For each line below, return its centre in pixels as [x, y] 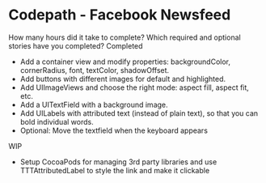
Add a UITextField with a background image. [94, 104]
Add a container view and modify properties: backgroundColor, [125, 62]
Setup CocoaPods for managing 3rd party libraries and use [118, 162]
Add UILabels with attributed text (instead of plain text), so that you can [139, 113]
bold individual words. [57, 121]
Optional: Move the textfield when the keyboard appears [114, 130]
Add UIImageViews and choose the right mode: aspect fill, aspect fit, [134, 87]
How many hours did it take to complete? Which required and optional [125, 37]
